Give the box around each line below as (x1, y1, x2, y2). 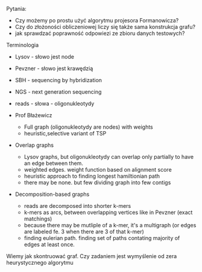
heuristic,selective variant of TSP (24, 130, 107, 137)
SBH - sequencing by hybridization (14, 77, 103, 83)
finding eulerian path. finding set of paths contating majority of (24, 235, 180, 241)
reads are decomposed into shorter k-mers (24, 202, 131, 209)
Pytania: (6, 5, 27, 12)
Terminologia (6, 42, 39, 48)
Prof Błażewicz (14, 112, 52, 118)
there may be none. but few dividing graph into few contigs (24, 179, 171, 186)
